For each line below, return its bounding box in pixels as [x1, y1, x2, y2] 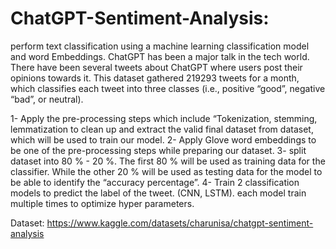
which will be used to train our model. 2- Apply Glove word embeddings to [10, 133, 317, 146]
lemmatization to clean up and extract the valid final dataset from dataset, [10, 123, 314, 135]
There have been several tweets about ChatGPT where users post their [10, 61, 303, 73]
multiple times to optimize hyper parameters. [10, 197, 195, 209]
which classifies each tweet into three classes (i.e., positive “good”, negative [10, 82, 326, 94]
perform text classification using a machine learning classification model [10, 40, 310, 52]
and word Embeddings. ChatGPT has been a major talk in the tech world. [10, 50, 310, 62]
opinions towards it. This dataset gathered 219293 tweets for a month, [10, 72, 300, 84]
